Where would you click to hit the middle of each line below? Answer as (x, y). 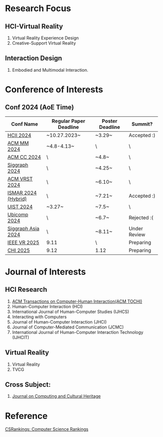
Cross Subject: (28, 385)
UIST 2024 (20, 206)
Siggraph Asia (24, 228)
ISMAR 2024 (22, 193)
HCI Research (26, 289)
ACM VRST (20, 179)
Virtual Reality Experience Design (45, 38)
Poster (110, 121)
